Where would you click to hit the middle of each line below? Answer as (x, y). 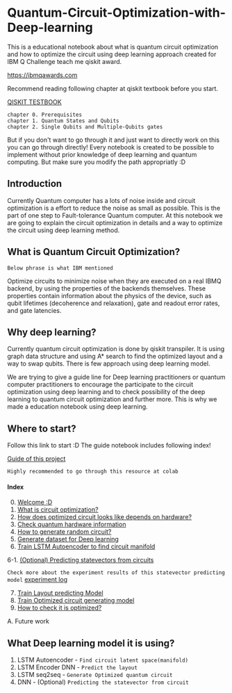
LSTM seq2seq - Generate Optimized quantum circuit (95, 675)
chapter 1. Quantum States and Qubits (63, 121)
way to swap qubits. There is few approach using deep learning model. (109, 364)
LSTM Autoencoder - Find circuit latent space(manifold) (103, 660)
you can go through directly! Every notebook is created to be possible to (110, 147)
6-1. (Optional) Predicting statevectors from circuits (81, 560)
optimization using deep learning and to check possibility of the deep (106, 392)
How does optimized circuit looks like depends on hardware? (105, 517)
